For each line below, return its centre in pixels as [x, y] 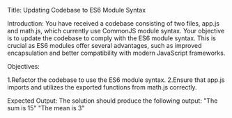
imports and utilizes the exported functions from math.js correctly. [102, 87]
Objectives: [23, 66]
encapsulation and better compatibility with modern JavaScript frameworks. [116, 53]
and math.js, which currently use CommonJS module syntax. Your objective [116, 31]
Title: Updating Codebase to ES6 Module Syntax [77, 10]
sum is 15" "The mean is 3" [46, 108]
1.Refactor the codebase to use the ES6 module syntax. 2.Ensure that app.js [116, 80]
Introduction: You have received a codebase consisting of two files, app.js [113, 23]
